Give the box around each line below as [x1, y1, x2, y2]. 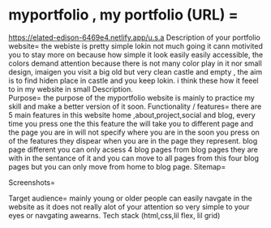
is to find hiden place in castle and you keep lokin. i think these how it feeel [8, 75, 259, 85]
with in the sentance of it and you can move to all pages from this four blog [8, 153, 260, 163]
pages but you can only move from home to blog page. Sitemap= [8, 161, 226, 171]
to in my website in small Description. [8, 84, 134, 94]
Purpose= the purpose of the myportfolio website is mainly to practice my [8, 92, 256, 102]
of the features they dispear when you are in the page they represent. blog [8, 136, 258, 145]
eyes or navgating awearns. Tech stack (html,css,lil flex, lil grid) [8, 210, 221, 220]
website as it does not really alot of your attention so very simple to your [8, 201, 250, 212]
